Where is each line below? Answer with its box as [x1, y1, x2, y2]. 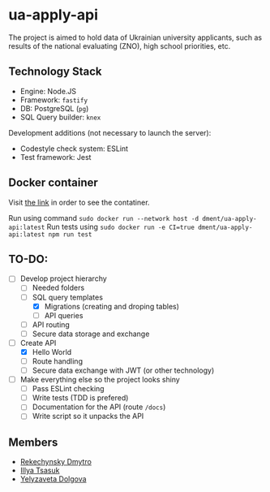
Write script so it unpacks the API [32, 412, 144, 421]
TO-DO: [8, 252, 49, 265]
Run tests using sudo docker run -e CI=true [46, 222, 195, 231]
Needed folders [32, 283, 85, 293]
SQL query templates [32, 292, 104, 302]
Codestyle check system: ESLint [19, 144, 128, 153]
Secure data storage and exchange [32, 329, 150, 339]
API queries [44, 310, 84, 320]
